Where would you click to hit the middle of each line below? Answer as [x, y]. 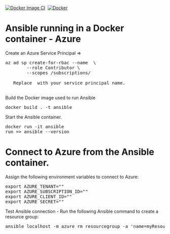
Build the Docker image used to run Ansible [50, 97]
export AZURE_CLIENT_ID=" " [39, 197]
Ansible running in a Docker [65, 28]
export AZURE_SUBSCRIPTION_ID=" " [47, 191]
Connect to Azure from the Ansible [80, 152]
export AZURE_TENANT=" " [35, 186]
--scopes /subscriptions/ [59, 73]
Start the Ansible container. [34, 117]
